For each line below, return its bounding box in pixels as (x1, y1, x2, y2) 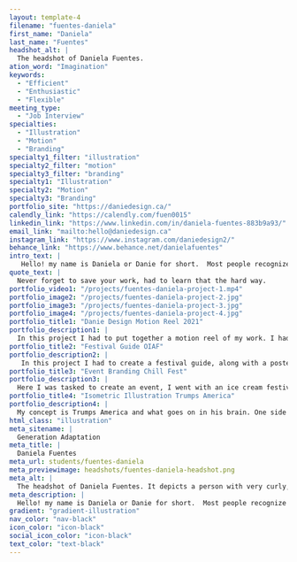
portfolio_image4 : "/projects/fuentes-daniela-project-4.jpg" (9, 309, 243, 319)
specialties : (9, 120, 57, 129)
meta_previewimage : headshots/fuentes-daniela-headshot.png (9, 466, 236, 474)
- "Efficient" (17, 79, 69, 88)
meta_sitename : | (9, 424, 73, 434)
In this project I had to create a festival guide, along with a (20, 358, 267, 367)
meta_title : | (9, 441, 62, 450)
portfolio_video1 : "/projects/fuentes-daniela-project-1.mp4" (9, 284, 243, 293)
